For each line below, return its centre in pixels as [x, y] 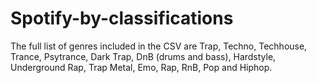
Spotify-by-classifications [122, 18]
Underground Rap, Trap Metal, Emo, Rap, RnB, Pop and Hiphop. [141, 67]
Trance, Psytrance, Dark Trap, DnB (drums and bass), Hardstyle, [143, 56]
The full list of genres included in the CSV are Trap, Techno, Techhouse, [159, 46]
